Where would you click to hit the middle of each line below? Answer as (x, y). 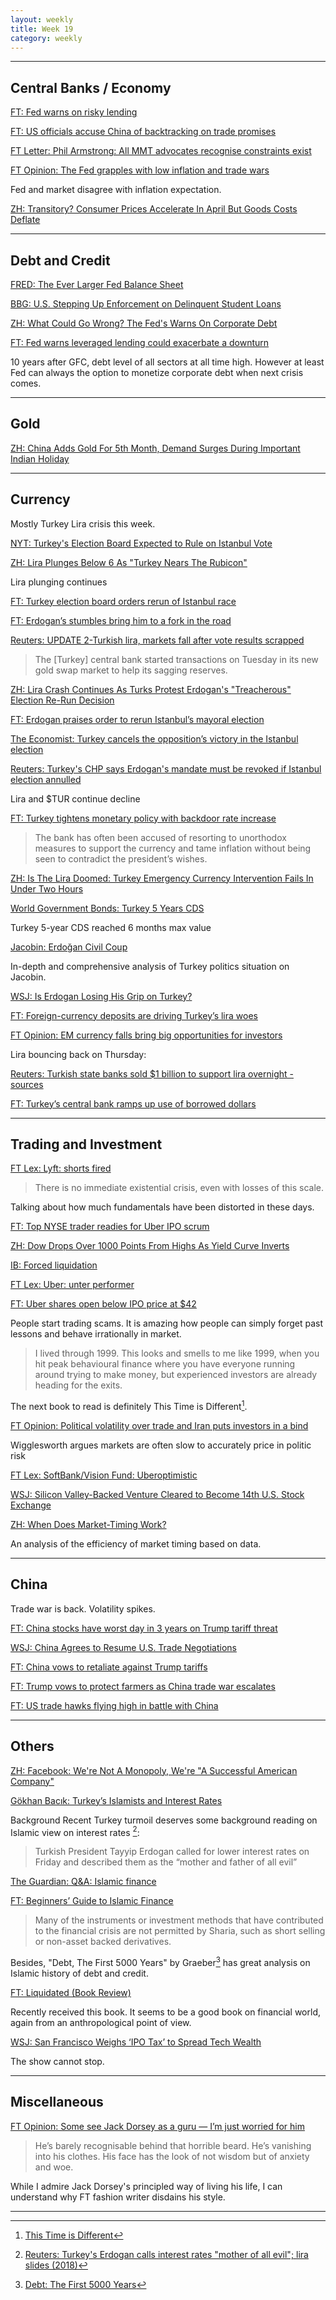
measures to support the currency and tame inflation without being (173, 848)
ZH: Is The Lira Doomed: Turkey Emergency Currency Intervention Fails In (162, 878)
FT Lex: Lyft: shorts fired (61, 1168)
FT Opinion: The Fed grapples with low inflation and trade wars (140, 170)
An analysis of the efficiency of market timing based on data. (136, 1544)
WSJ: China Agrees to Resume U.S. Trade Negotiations (123, 1647)
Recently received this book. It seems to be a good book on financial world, (165, 2012)
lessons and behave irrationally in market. (96, 1334)
